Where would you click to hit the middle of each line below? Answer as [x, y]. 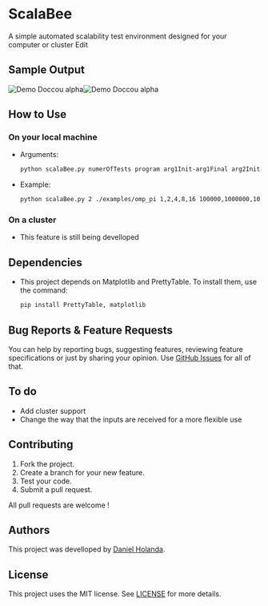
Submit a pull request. [56, 489]
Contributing [41, 444]
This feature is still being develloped [80, 237]
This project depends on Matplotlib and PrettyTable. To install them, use [138, 282]
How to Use [38, 114]
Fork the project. [47, 464]
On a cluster [32, 220]
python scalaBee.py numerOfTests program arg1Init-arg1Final [124, 169]
